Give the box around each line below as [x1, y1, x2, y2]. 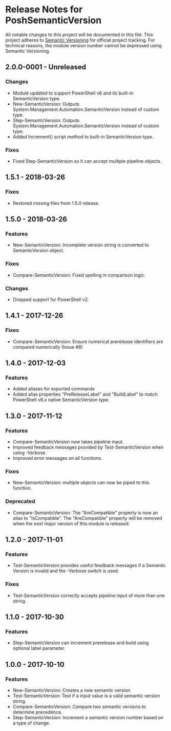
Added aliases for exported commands [12, 386, 95, 392]
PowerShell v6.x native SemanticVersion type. [12, 397, 110, 403]
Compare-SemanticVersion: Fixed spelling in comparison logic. [12, 272, 146, 278]
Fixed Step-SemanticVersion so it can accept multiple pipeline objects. [12, 158, 162, 164]
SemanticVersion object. [12, 248, 65, 254]
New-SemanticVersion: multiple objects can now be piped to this [12, 479, 149, 486]
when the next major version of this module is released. [12, 520, 130, 527]
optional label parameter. [12, 645, 66, 651]
